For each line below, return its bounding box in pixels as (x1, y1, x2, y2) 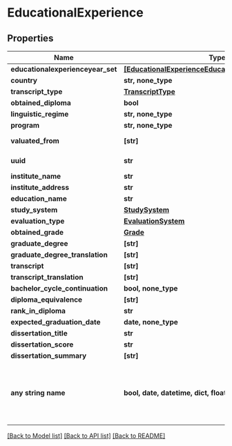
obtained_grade (10, 228, 64, 237)
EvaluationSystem (124, 216, 185, 226)
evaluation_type (10, 216, 65, 226)
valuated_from (10, 136, 60, 146)
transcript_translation (10, 273, 84, 282)
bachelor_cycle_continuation (10, 284, 108, 293)
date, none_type (124, 318, 178, 327)
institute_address (10, 183, 70, 192)
